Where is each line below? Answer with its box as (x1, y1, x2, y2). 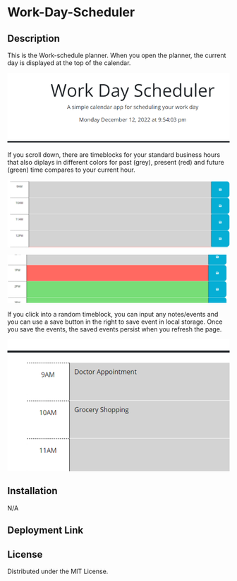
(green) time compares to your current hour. (7, 165, 135, 174)
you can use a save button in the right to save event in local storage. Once (7, 317, 223, 326)
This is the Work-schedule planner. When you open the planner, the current (7, 51, 226, 59)
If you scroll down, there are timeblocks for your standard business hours (7, 151, 221, 159)
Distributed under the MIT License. (7, 567, 109, 576)
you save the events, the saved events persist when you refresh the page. (7, 325, 222, 333)
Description (7, 33, 60, 45)
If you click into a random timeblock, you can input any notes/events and (7, 310, 219, 318)
